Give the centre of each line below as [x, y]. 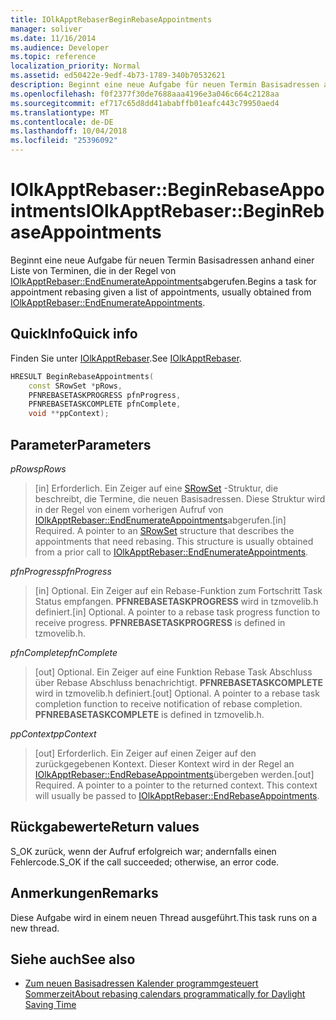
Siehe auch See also [73, 959]
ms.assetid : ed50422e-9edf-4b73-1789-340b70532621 [118, 76]
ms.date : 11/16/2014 [53, 38]
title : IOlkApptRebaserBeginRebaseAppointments [111, 19]
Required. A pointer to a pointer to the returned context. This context [176, 785]
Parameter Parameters [81, 444]
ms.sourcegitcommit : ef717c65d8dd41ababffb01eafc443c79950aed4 [145, 103]
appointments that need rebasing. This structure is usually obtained [174, 541]
